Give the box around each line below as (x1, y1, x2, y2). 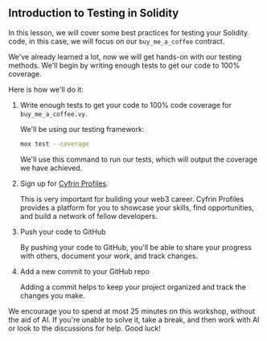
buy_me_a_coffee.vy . (19, 109, 88, 118)
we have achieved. (19, 162, 83, 172)
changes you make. (19, 290, 86, 300)
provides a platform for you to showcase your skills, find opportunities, (19, 203, 255, 212)
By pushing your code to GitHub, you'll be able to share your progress (19, 242, 252, 252)
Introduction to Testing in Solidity (8, 6, 179, 20)
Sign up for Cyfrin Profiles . (19, 179, 109, 188)
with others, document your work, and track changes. (19, 251, 199, 261)
